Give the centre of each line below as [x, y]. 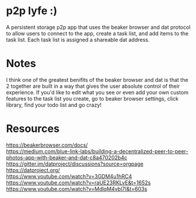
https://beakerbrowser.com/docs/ [47, 145]
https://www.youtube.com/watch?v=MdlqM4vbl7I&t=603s [77, 189]
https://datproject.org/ [33, 170]
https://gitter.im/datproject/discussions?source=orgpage [75, 164]
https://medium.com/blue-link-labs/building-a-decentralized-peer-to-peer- [97, 151]
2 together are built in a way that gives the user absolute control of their [93, 86]
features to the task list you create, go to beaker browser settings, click [92, 98]
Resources [33, 129]
